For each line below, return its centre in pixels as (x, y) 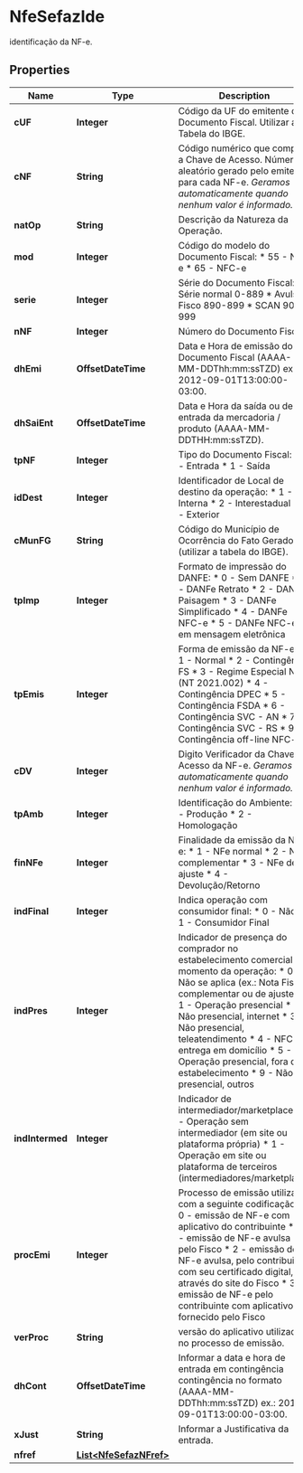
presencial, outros (216, 1084)
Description (244, 95)
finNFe (28, 863)
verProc (32, 1337)
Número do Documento (228, 331)
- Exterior (199, 515)
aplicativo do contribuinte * (236, 1226)
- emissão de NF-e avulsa (234, 1238)
